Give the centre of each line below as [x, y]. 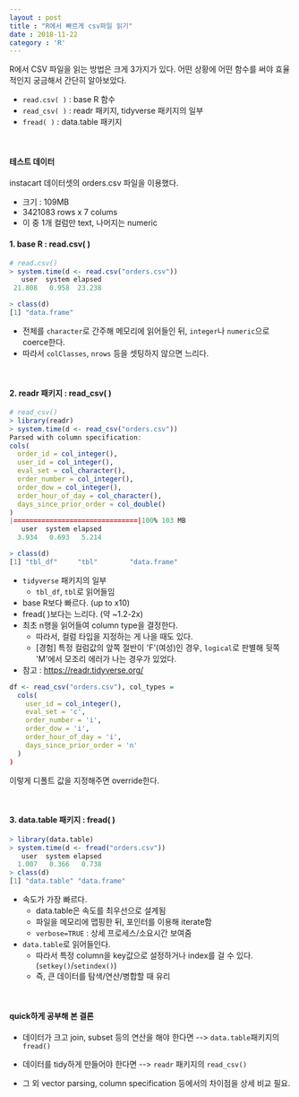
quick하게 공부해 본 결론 [51, 1015]
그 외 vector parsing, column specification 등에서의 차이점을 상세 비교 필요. [156, 1084]
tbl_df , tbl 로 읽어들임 [75, 591]
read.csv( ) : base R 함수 [69, 100]
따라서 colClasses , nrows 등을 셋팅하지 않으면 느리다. [115, 353]
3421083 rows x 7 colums [70, 213]
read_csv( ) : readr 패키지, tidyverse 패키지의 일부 [113, 111]
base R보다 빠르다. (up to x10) [76, 603]
